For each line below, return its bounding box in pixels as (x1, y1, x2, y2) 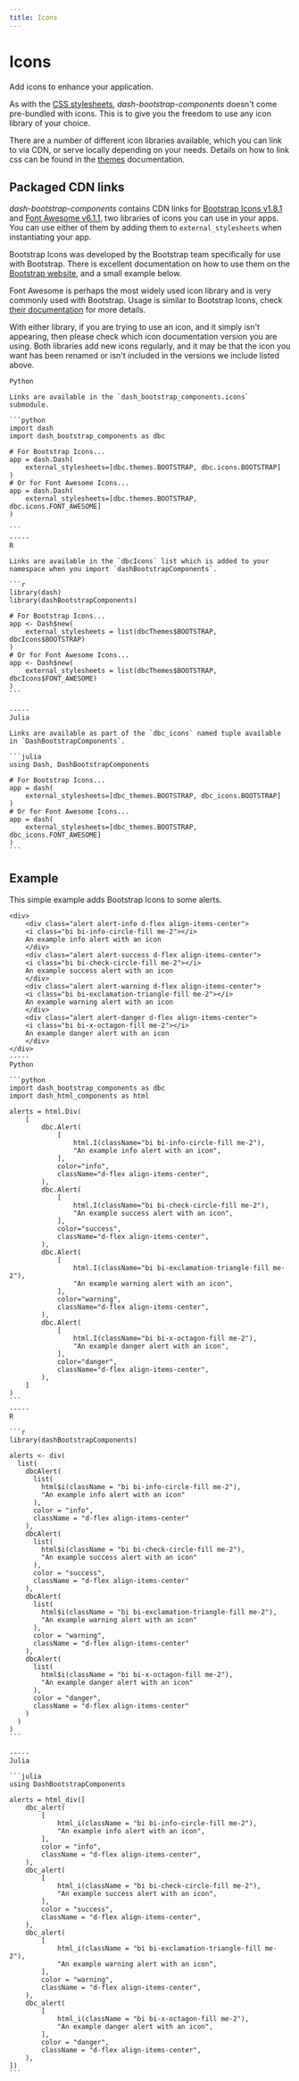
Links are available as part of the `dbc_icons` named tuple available (9, 729, 281, 738)
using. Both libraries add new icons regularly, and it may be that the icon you (9, 341, 291, 351)
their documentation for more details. (9, 305, 146, 316)
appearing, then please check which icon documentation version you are (9, 332, 278, 342)
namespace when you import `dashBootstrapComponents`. (9, 565, 218, 574)
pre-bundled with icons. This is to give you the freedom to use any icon (9, 108, 272, 119)
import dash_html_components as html (9, 1091, 150, 1100)
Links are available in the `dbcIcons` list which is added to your (9, 557, 270, 566)
